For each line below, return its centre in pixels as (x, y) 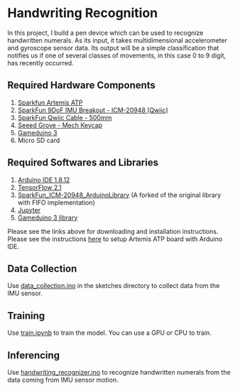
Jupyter (29, 210)
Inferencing (34, 355)
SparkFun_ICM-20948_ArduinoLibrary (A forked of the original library (119, 195)
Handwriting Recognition (83, 13)
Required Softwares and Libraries (83, 162)
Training (26, 315)
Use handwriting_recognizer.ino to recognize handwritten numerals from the (119, 372)
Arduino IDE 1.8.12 (44, 180)
